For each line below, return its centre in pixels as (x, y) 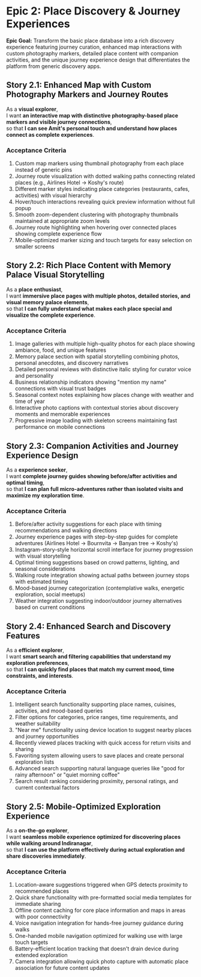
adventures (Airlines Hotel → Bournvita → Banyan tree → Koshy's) (96, 543)
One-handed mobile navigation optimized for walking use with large (99, 936)
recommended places (42, 891)
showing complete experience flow (58, 234)
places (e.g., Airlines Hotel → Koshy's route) (69, 183)
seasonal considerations (45, 569)
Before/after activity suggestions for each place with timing (88, 524)
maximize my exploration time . (45, 495)
